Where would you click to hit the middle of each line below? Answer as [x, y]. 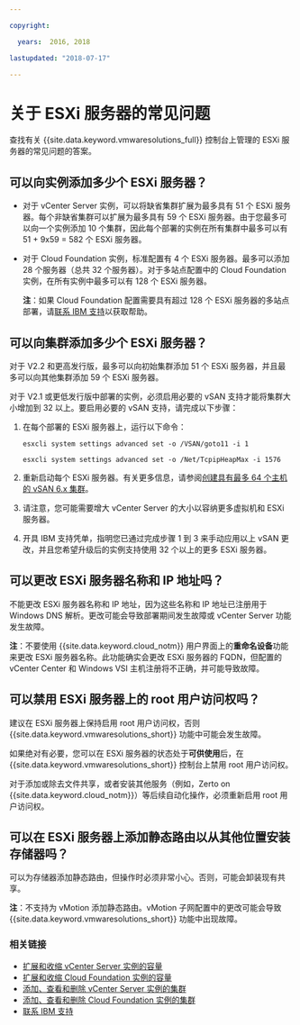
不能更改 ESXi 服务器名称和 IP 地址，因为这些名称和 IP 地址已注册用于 [138, 603]
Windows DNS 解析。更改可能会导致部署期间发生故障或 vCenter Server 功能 [150, 615]
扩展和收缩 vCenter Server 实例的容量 [92, 966]
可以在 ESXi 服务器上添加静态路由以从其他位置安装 [150, 837]
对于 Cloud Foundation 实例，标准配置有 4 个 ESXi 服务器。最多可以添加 [156, 259]
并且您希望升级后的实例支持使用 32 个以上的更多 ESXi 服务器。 [155, 549]
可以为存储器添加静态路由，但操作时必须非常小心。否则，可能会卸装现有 [143, 877]
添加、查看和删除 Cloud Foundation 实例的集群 [109, 1000]
